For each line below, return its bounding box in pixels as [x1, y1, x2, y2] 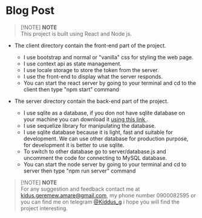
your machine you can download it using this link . [23, 116, 149, 123]
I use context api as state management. [23, 60, 122, 67]
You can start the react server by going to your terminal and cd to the [23, 79, 197, 87]
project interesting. [20, 204, 68, 212]
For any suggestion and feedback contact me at [20, 185, 140, 193]
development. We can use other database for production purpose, [23, 134, 189, 142]
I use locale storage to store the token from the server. [23, 66, 160, 73]
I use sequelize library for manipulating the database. [23, 122, 156, 129]
